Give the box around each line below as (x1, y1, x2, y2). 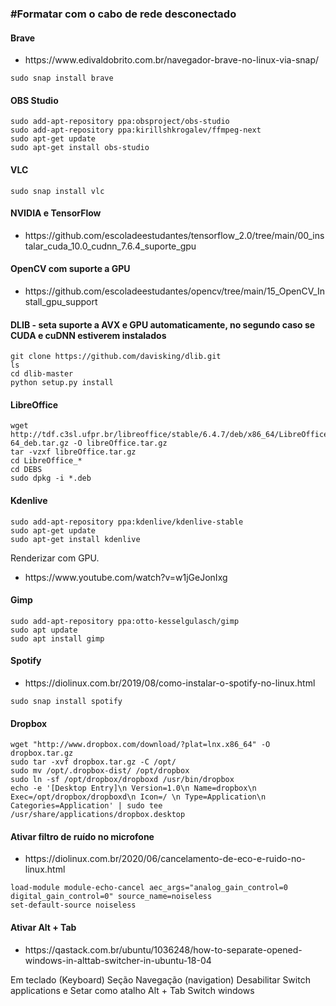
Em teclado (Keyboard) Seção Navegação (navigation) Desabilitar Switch (10, 973, 311, 986)
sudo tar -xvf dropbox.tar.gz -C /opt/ (10, 757, 177, 767)
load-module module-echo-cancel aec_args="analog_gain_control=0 (10, 883, 288, 893)
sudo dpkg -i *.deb (10, 473, 92, 484)
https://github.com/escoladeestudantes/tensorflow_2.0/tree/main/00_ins (24, 229, 325, 241)
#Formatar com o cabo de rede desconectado (10, 7, 237, 21)
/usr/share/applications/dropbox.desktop (10, 810, 186, 820)
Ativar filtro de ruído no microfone (10, 830, 155, 842)
